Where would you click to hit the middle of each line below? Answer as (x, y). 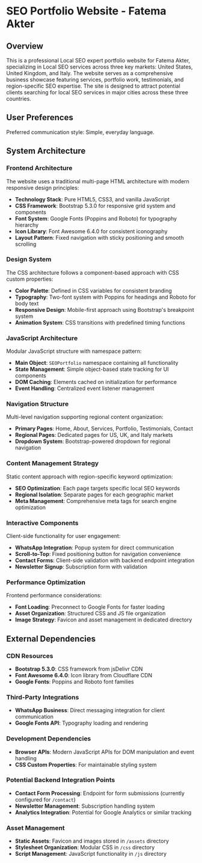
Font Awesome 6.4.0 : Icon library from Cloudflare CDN (84, 675)
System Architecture (46, 151)
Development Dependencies (49, 739)
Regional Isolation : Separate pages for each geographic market (94, 495)
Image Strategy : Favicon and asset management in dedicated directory (103, 620)
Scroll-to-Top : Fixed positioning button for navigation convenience (98, 553)
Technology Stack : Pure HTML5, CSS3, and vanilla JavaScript (92, 199)
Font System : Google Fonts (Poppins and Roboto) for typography (96, 218)
